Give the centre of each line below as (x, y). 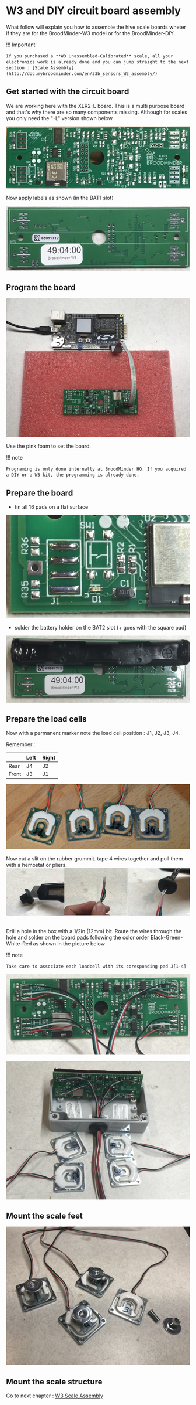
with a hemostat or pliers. (36, 865)
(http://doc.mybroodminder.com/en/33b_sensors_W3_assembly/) (82, 74)
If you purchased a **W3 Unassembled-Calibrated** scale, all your (90, 56)
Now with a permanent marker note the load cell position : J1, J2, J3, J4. (93, 733)
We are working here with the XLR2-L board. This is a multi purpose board (95, 106)
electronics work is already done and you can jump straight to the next (98, 62)
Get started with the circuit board (68, 92)
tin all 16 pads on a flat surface (51, 507)
